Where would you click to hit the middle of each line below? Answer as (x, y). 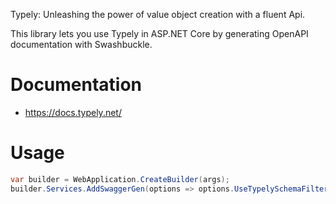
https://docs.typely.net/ (73, 112)
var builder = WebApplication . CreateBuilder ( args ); (120, 179)
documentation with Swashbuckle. (81, 44)
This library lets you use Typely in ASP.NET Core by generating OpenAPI (159, 33)
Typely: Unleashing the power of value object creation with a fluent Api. (158, 14)
